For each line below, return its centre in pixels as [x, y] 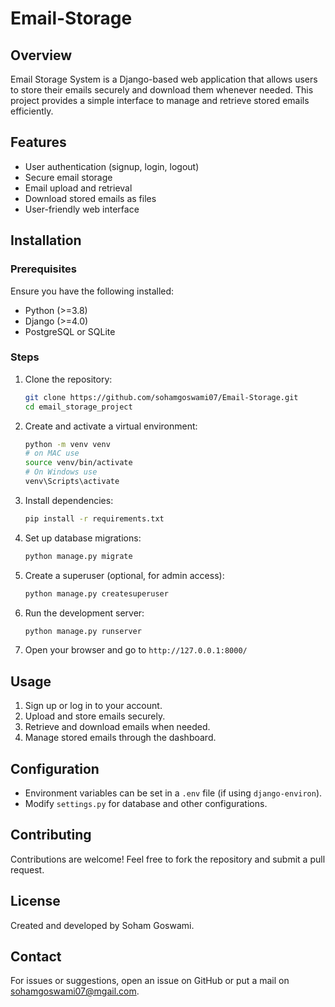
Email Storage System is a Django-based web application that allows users [164, 79]
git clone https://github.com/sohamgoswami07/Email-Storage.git [161, 397]
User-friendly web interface [82, 209]
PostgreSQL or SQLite [70, 331]
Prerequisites [43, 269]
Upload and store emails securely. [95, 716]
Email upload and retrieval [78, 188]
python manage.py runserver [83, 631]
